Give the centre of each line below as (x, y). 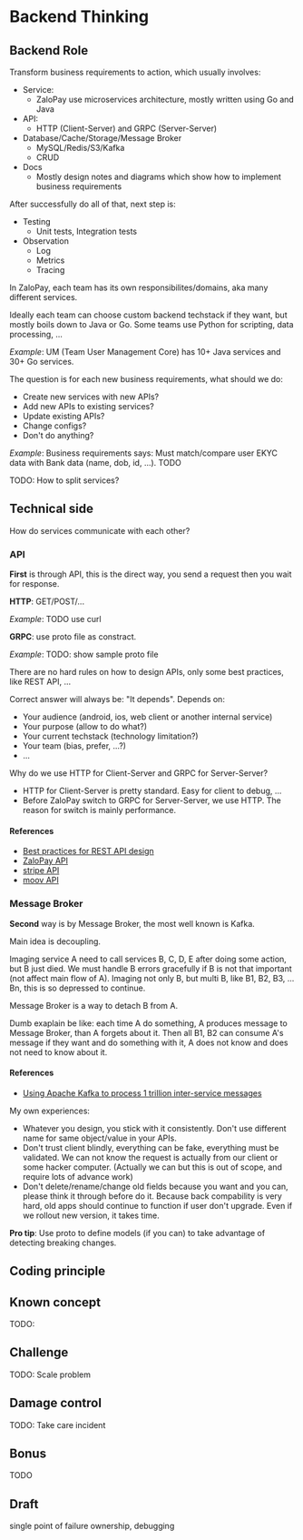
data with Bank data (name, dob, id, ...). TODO (95, 463)
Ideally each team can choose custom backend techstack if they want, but (148, 315)
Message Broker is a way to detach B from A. (94, 1005)
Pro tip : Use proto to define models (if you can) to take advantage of (137, 1233)
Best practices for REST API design (88, 851)
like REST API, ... (40, 682)
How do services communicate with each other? (100, 530)
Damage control (56, 1403)
